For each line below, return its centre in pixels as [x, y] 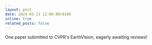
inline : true [18, 19]
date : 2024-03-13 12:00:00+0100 [38, 14]
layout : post [18, 10]
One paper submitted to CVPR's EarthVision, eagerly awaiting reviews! [76, 37]
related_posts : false [27, 23]
